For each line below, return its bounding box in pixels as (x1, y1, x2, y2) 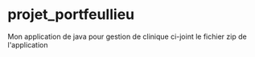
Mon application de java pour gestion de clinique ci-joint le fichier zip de (7, 32, 247, 41)
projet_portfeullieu (7, 6, 134, 24)
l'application (7, 40, 49, 49)
